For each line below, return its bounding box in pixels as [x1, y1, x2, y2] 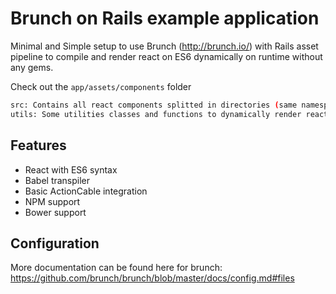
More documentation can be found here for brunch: [10, 262, 223, 274]
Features [10, 137, 67, 154]
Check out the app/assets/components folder [10, 80, 192, 92]
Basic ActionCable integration [24, 185, 148, 197]
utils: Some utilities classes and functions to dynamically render [10, 109, 302, 119]
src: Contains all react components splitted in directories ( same [10, 100, 298, 110]
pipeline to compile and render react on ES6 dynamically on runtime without [10, 50, 323, 62]
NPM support [24, 195, 81, 207]
